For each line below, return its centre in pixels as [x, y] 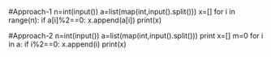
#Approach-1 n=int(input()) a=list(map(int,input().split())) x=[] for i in [122, 12]
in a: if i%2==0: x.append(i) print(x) [68, 44]
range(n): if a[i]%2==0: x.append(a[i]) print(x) [85, 20]
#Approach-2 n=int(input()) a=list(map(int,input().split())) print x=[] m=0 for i [136, 36]
